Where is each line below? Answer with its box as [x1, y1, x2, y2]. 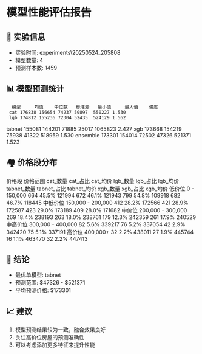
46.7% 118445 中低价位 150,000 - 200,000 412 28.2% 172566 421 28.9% [6, 199, 189, 206]
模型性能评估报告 [6, 5, 92, 19]
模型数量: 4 [15, 57, 44, 64]
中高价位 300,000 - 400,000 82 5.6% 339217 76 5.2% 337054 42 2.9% [6, 220, 186, 228]
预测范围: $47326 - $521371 [15, 279, 86, 286]
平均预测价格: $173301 [15, 286, 71, 294]
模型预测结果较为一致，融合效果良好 [15, 326, 106, 333]
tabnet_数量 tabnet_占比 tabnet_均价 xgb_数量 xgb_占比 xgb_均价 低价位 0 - [6, 185, 194, 192]
